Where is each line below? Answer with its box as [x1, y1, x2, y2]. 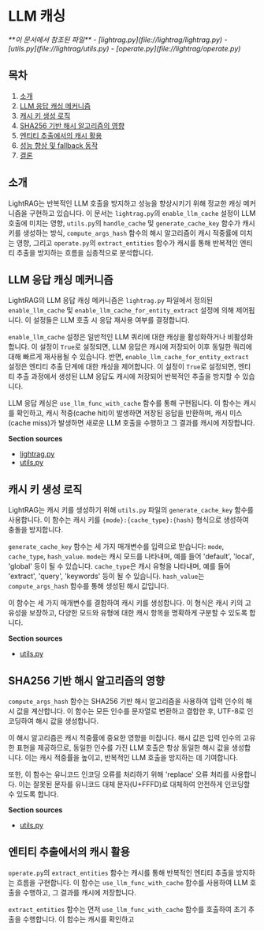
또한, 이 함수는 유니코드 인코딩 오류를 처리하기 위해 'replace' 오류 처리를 [8, 770, 230, 779]
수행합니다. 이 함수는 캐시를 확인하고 [22, 914, 135, 924]
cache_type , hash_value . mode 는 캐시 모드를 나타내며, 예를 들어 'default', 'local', [8, 551, 255, 562]
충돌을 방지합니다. [8, 525, 64, 535]
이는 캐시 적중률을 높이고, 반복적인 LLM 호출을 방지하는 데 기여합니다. [24, 753, 239, 762]
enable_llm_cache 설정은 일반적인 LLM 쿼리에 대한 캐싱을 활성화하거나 [8, 332, 226, 342]
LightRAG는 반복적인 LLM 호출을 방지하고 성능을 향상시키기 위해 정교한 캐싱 [8, 199, 242, 208]
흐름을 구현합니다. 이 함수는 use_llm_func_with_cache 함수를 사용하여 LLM [16, 877, 248, 887]
